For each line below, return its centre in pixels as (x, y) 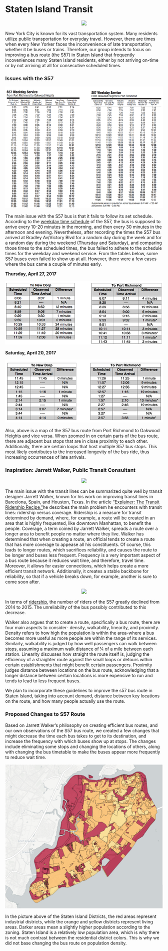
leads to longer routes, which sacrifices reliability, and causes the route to (81, 550)
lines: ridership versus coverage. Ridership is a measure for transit (73, 513)
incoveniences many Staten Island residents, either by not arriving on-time (82, 60)
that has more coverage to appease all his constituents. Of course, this (78, 544)
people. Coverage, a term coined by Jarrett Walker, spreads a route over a (82, 529)
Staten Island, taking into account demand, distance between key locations (82, 696)
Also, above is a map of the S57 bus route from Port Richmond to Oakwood (82, 431)
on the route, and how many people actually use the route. (65, 701)
